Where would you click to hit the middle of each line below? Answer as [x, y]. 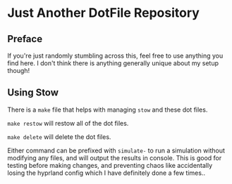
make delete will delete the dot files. [59, 137]
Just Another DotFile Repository [103, 13]
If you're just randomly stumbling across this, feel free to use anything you [115, 55]
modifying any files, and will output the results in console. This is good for [115, 158]
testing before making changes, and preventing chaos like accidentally [110, 165]
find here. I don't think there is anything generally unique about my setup [113, 63]
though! [19, 71]
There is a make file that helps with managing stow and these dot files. [108, 110]
